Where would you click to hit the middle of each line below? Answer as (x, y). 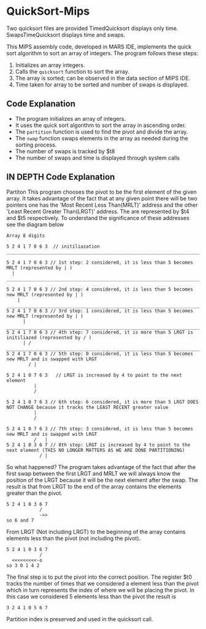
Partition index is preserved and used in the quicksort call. (80, 619)
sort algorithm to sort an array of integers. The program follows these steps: (102, 53)
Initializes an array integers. (50, 65)
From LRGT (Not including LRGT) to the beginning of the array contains (96, 532)
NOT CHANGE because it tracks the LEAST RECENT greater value (87, 407)
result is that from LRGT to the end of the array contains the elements (94, 486)
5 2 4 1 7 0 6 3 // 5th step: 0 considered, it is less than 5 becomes (100, 354)
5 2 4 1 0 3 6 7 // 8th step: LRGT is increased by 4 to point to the (98, 445)
